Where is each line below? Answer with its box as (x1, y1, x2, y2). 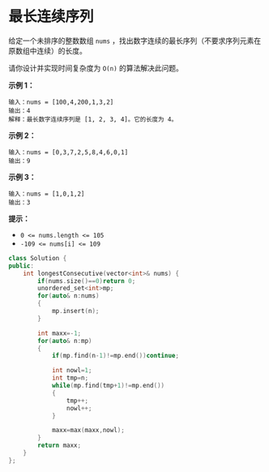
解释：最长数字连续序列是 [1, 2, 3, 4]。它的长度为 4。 (8, 115, 178, 123)
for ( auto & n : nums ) (37, 292, 100, 300)
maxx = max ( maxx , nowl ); (51, 427, 126, 435)
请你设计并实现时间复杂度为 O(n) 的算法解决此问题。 (8, 62, 184, 73)
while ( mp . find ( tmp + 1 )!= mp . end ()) (51, 382, 164, 390)
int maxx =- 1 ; (37, 329, 82, 337)
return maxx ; (37, 441, 82, 450)
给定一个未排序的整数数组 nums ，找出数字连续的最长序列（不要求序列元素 (8, 36, 254, 45)
